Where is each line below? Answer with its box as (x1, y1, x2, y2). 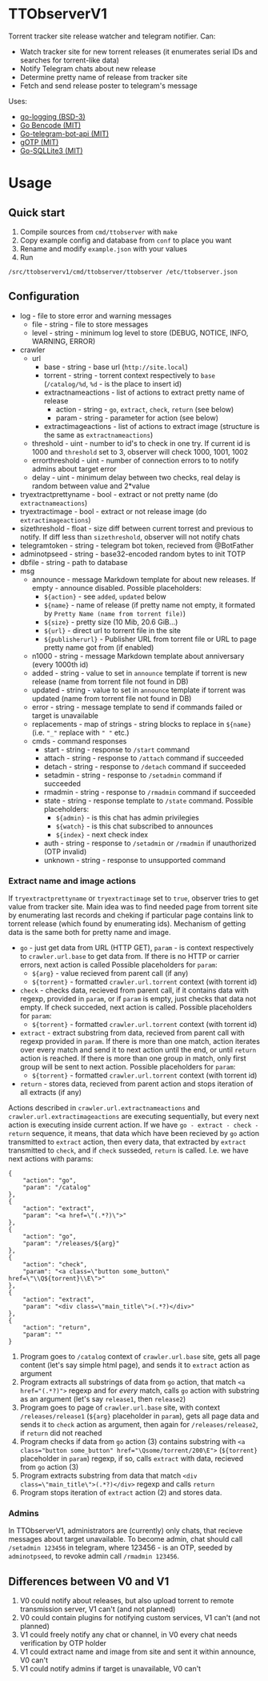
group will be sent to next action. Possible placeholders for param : (19, 1062, 236, 1072)
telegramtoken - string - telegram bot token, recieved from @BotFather (19, 540, 254, 550)
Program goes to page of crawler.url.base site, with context (19, 1402, 221, 1413)
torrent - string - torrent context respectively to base (43, 370, 216, 380)
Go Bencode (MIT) (19, 120, 82, 130)
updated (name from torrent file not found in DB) (31, 693, 192, 703)
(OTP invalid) (43, 846, 87, 857)
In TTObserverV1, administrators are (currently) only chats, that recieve (8, 1526, 243, 1535)
